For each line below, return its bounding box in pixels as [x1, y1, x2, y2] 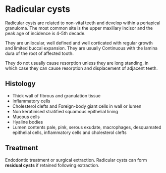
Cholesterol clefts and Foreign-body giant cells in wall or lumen [12, 103, 142, 109]
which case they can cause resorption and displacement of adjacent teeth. [5, 65, 158, 71]
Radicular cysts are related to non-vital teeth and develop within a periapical [5, 20, 161, 26]
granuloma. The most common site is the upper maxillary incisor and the [5, 25, 153, 31]
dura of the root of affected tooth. [5, 50, 74, 56]
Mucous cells [12, 114, 40, 120]
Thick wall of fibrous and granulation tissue [12, 92, 101, 98]
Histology [5, 80, 36, 88]
